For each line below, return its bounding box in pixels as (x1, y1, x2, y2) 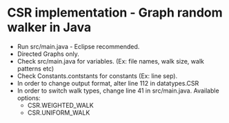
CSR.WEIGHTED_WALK (27, 101, 94, 109)
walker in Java (7, 19, 92, 35)
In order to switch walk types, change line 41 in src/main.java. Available (17, 86, 219, 95)
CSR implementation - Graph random (7, 5, 223, 21)
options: (17, 93, 41, 102)
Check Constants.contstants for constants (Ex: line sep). (17, 71, 178, 80)
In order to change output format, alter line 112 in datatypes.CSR (17, 79, 199, 87)
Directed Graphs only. (17, 50, 79, 58)
